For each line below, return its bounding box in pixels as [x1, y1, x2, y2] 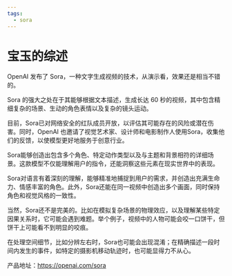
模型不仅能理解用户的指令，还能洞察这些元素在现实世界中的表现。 [30, 159, 219, 168]
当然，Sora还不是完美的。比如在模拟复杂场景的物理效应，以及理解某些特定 [7, 206, 220, 215]
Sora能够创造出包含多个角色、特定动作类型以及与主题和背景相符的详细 [7, 151, 209, 159]
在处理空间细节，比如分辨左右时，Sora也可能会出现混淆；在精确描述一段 [7, 238, 214, 246]
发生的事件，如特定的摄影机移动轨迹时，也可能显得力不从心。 [19, 246, 195, 255]
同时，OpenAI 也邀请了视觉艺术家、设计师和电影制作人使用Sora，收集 [19, 128, 219, 136]
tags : [7, 10, 23, 17]
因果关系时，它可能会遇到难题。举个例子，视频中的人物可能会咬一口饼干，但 [7, 215, 225, 223]
